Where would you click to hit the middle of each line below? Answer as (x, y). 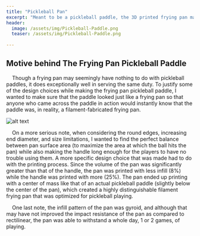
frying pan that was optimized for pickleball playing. (70, 196)
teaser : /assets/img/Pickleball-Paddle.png (66, 34)
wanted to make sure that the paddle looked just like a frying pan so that (95, 97)
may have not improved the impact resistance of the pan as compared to (95, 214)
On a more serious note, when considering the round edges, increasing (99, 132)
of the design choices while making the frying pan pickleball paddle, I (91, 91)
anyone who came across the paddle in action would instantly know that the (99, 103)
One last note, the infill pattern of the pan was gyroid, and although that (99, 207)
